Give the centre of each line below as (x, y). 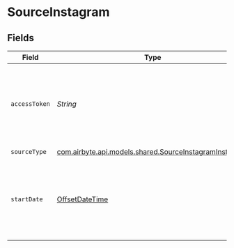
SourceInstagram (58, 12)
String (67, 104)
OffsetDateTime (83, 199)
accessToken (31, 104)
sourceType (29, 152)
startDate (27, 199)
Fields (21, 38)
